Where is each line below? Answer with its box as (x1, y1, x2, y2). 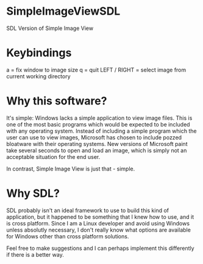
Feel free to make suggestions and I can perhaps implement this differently (6, 244, 194, 252)
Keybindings (6, 46, 72, 60)
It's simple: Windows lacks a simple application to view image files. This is (6, 114, 193, 122)
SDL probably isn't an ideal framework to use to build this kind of (6, 207, 169, 214)
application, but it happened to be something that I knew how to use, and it (6, 213, 194, 221)
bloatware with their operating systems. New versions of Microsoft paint (6, 140, 188, 147)
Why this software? (6, 94, 107, 108)
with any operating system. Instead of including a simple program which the (6, 127, 197, 134)
